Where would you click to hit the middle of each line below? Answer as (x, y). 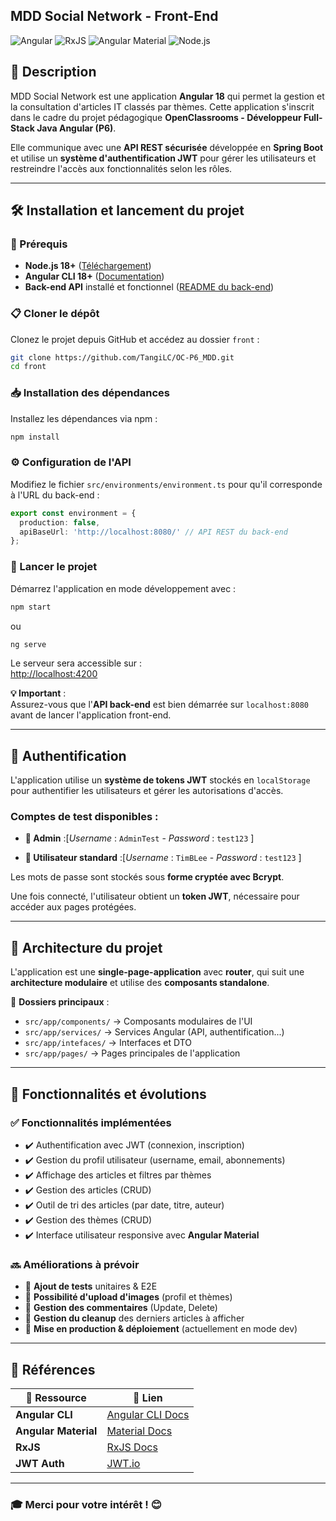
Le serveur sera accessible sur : (76, 663)
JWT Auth (40, 1464)
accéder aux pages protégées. (73, 907)
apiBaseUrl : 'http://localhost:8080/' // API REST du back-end (153, 532)
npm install (35, 437)
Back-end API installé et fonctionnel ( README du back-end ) (149, 287)
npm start (31, 607)
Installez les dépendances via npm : (84, 418)
